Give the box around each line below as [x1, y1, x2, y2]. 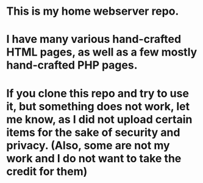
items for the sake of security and [6, 125, 180, 139]
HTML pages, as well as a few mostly [6, 45, 198, 59]
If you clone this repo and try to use [6, 86, 189, 100]
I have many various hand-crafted [6, 32, 182, 47]
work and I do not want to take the [6, 151, 182, 165]
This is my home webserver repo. [6, 4, 179, 18]
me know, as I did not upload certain [6, 112, 193, 126]
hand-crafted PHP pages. [6, 58, 138, 72]
